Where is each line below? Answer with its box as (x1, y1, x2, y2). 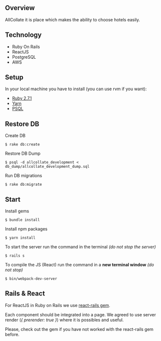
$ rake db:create (5, 142, 40, 147)
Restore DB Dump (5, 150, 41, 157)
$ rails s (5, 253, 25, 259)
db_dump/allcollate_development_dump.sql (5, 164, 90, 169)
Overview (5, 4, 35, 12)
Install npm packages (5, 226, 47, 232)
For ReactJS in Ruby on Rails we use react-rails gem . (5, 302, 110, 308)
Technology (5, 31, 42, 39)
